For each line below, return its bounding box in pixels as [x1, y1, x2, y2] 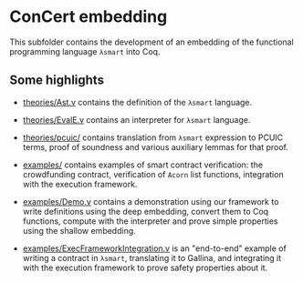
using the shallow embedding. [22, 225, 137, 236]
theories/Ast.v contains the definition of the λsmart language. [22, 96, 253, 107]
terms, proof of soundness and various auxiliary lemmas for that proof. [22, 141, 289, 152]
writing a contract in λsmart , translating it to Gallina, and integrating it [22, 252, 282, 263]
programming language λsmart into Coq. [9, 45, 161, 56]
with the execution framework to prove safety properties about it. [22, 262, 268, 273]
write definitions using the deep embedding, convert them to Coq [22, 206, 269, 217]
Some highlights [9, 73, 105, 88]
